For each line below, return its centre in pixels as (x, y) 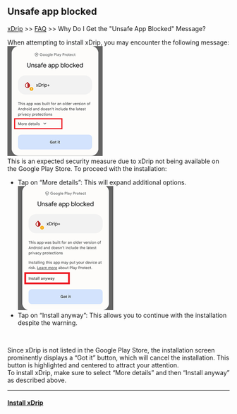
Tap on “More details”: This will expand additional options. (102, 182)
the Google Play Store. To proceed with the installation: (87, 168)
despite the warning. (47, 323)
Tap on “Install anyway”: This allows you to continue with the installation (122, 315)
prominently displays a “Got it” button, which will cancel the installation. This (118, 357)
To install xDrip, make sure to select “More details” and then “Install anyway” (119, 372)
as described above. (37, 380)
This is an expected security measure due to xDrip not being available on (114, 161)
